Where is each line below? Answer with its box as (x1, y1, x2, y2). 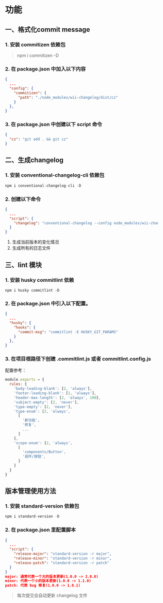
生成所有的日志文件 (12, 245, 51, 251)
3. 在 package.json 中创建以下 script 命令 (5, 121, 102, 128)
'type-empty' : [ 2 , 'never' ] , (14, 404, 73, 409)
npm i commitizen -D (16, 52, 59, 58)
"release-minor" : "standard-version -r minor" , (14, 556, 112, 561)
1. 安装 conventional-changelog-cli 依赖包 (5, 172, 105, 179)
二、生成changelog (5, 156, 64, 164)
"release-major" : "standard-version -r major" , (14, 551, 112, 556)
